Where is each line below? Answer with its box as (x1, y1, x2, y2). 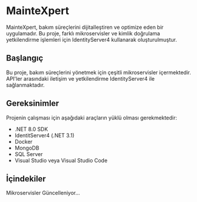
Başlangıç (6, 53, 44, 63)
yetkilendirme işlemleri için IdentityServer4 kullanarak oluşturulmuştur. (6, 36, 177, 43)
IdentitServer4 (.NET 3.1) (14, 131, 75, 139)
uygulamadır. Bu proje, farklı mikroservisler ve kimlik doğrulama (6, 29, 160, 37)
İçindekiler (6, 174, 46, 184)
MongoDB (14, 144, 40, 151)
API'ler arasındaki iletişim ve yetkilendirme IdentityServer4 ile (6, 75, 155, 82)
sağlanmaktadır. (6, 81, 45, 88)
